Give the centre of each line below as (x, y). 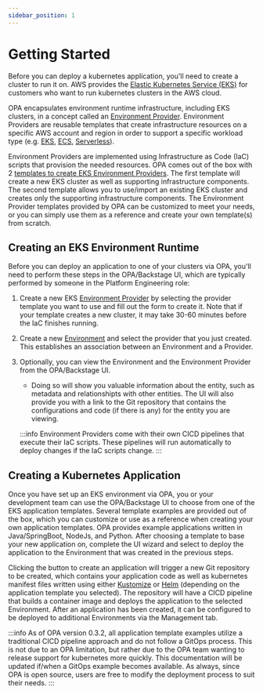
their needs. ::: (31, 683)
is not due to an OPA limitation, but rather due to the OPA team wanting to (126, 650)
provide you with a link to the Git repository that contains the (129, 402)
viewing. (45, 419)
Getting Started (59, 54)
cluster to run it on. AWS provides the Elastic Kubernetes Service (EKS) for (128, 84)
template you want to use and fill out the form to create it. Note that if (131, 307)
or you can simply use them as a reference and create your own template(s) (130, 214)
